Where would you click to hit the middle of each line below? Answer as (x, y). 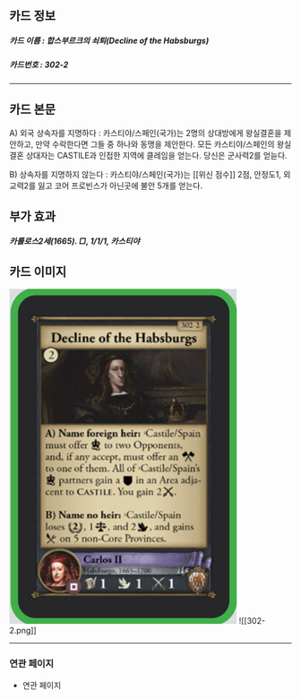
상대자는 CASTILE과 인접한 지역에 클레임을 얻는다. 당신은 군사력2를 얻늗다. (157, 155)
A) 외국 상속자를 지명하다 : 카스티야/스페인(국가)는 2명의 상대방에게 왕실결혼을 (146, 133)
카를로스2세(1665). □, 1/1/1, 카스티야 (75, 241)
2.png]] (23, 631)
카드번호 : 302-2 (39, 65)
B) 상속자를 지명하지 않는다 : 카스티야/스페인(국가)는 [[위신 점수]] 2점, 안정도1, (146, 174)
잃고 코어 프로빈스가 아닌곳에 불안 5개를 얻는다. (120, 186)
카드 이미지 (38, 272)
